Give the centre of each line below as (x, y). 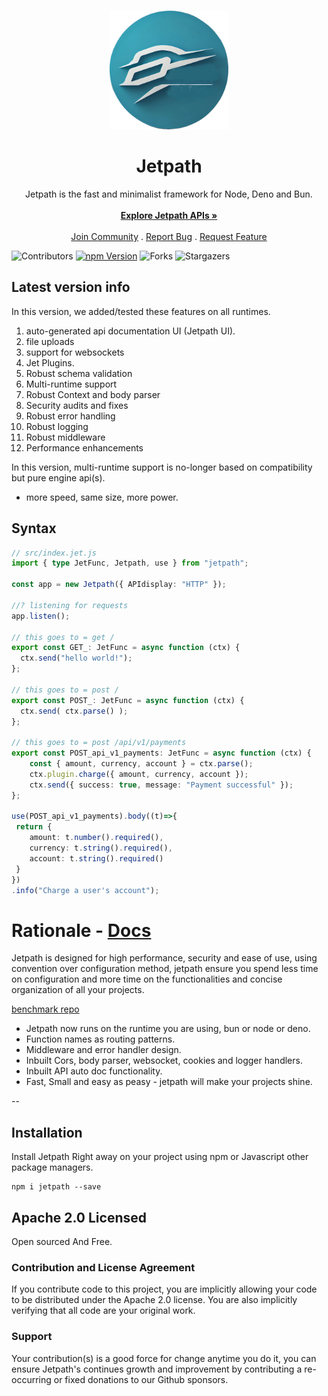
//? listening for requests (70, 605)
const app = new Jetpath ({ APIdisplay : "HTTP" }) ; (119, 585)
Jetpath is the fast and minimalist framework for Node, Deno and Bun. (169, 194)
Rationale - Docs (81, 930)
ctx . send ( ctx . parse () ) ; (74, 711)
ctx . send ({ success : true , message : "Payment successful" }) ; (161, 785)
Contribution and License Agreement (103, 1267)
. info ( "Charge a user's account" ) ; (85, 890)
